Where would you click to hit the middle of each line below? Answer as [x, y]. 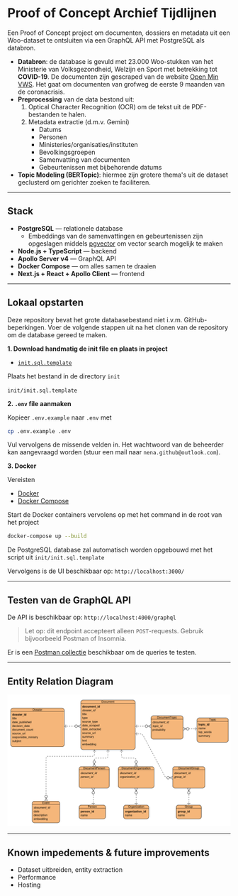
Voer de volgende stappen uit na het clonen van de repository [138, 327]
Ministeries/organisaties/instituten [88, 144]
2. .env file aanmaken [40, 403]
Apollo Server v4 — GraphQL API [67, 258]
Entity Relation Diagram [61, 681]
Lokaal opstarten [45, 303]
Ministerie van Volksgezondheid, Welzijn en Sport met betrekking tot [117, 69]
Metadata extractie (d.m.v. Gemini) [79, 121]
